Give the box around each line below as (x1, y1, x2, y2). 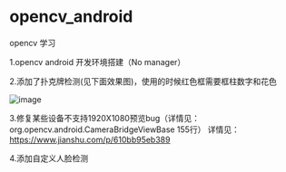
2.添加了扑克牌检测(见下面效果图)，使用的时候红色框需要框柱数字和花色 (9, 75, 277, 87)
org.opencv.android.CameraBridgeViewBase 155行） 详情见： (9, 124, 241, 135)
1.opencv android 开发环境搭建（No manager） (9, 56, 186, 67)
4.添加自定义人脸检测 (9, 152, 89, 164)
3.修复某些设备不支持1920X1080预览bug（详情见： (9, 112, 201, 123)
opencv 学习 (9, 37, 56, 48)
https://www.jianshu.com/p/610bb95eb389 (9, 134, 171, 145)
